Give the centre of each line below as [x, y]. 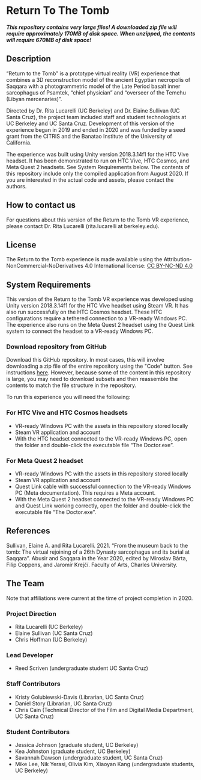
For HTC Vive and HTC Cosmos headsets [67, 413]
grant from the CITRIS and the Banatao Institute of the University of [89, 136]
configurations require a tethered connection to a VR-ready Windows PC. [97, 318]
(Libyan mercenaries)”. [34, 99]
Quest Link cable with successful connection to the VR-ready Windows [103, 487]
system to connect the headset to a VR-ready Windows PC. [80, 331]
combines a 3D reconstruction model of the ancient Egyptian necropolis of [98, 79]
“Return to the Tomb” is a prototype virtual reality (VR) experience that [93, 73]
